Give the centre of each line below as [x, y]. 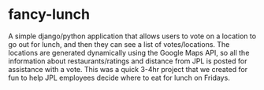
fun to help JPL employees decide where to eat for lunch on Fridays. [119, 77]
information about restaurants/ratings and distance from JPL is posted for [128, 61]
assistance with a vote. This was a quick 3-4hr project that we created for [128, 69]
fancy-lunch [49, 14]
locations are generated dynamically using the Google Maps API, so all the [129, 52]
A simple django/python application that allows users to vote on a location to [132, 36]
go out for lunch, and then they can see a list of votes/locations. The [119, 44]
